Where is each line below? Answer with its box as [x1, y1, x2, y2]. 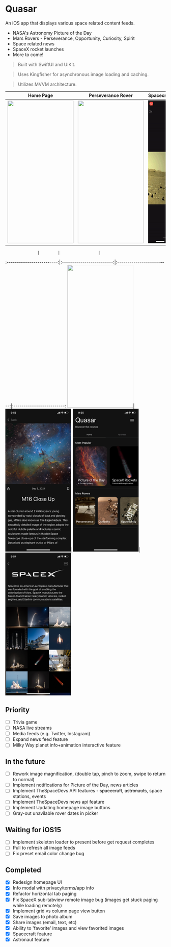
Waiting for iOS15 [5, 825, 62, 834]
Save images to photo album [12, 913, 73, 919]
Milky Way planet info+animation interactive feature [12, 742, 121, 748]
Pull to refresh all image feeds [12, 845, 75, 851]
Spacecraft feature [12, 931, 52, 937]
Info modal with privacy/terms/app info [12, 885, 94, 891]
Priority [5, 705, 30, 714]
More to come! [12, 52, 44, 58]
